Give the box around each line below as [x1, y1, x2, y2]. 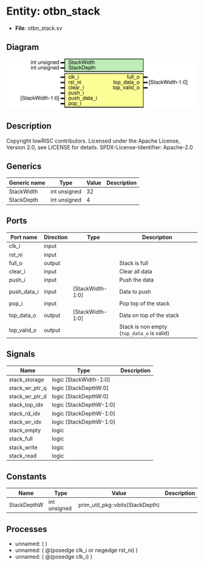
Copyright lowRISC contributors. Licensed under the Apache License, [6, 137, 180, 144]
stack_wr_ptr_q [8, 384, 47, 391]
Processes [6, 524, 47, 534]
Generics [6, 161, 42, 171]
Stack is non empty [119, 323, 168, 330]
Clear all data [119, 268, 152, 275]
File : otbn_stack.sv [15, 24, 63, 32]
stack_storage [8, 376, 44, 383]
